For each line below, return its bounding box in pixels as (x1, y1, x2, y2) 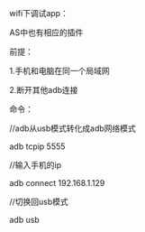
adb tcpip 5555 (9, 141, 66, 152)
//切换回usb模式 (9, 197, 69, 207)
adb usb (9, 215, 41, 225)
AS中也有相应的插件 (9, 27, 84, 38)
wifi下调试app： (9, 8, 69, 18)
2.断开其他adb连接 (9, 85, 78, 95)
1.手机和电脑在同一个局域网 (9, 66, 110, 76)
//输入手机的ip (9, 160, 62, 170)
